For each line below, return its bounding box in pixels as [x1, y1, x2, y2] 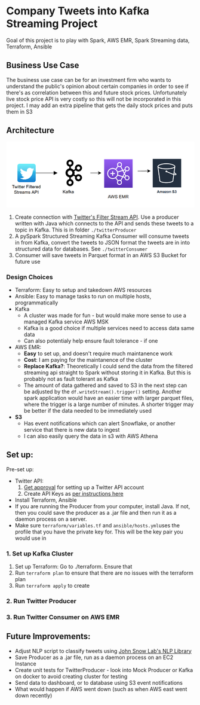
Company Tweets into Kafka [6, 4, 149, 18]
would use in [14, 534, 47, 542]
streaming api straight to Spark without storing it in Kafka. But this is [23, 369, 191, 376]
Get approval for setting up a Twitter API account [23, 483, 144, 491]
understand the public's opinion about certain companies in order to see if [6, 83, 189, 90]
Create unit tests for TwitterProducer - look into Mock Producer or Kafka [14, 666, 193, 673]
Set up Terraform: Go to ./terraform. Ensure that [14, 563, 133, 570]
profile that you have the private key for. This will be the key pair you [14, 528, 183, 535]
